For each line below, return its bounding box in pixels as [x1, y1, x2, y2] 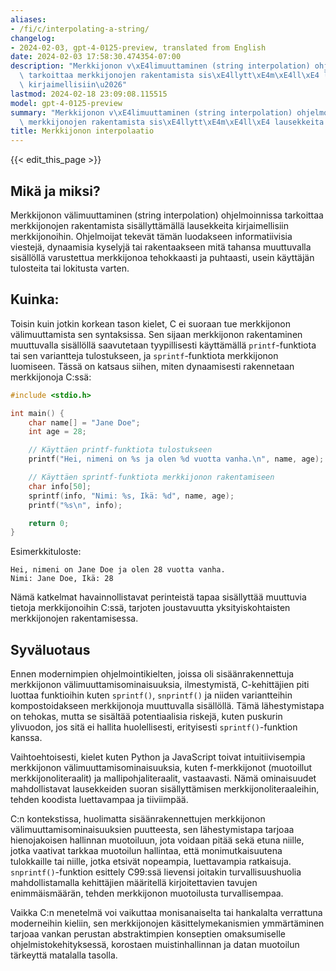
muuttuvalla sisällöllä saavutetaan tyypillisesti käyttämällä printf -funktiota [10, 339, 317, 351]
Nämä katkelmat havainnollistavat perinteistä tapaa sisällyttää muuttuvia [10, 591, 307, 603]
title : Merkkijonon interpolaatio [10, 126, 155, 136]
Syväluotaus [10, 641, 91, 658]
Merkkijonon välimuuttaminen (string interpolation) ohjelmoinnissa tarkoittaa [10, 209, 324, 221]
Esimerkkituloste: [10, 546, 82, 558]
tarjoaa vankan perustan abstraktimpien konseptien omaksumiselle [10, 928, 286, 940]
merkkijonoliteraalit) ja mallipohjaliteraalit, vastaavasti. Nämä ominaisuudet [10, 772, 317, 785]
